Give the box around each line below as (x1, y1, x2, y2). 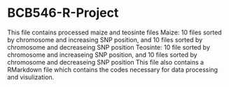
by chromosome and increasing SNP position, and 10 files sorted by (7, 35, 203, 43)
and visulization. (7, 72, 55, 81)
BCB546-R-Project (7, 5, 119, 21)
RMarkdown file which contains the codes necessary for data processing (7, 65, 218, 74)
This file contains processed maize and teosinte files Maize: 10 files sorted (7, 28, 222, 36)
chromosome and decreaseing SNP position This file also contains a (7, 58, 204, 66)
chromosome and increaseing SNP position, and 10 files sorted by (7, 51, 197, 59)
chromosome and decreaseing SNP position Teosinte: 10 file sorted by (7, 43, 210, 51)
